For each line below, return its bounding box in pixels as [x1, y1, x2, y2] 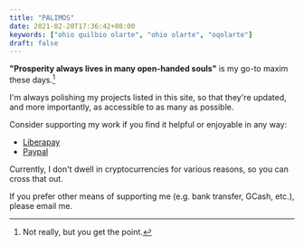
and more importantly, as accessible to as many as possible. [9, 101, 234, 112]
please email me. [9, 200, 73, 211]
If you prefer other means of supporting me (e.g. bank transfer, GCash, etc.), [9, 191, 295, 202]
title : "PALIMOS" [9, 13, 75, 23]
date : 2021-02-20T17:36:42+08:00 [9, 22, 136, 31]
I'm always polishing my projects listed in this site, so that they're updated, [9, 91, 287, 102]
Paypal [22, 146, 49, 156]
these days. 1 [9, 73, 56, 85]
